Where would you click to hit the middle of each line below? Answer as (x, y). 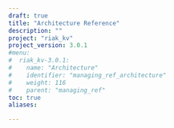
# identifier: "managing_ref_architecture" (87, 75)
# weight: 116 (37, 82)
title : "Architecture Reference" (64, 23)
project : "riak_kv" (41, 38)
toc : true (25, 98)
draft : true (28, 16)
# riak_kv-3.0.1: (39, 61)
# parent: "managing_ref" (57, 90)
